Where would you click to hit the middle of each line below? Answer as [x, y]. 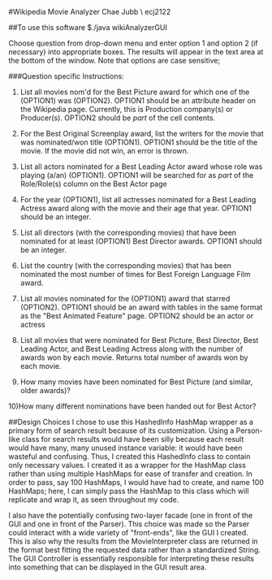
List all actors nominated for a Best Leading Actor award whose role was [141, 167]
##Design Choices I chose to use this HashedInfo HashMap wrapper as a [131, 422]
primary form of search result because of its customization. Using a [121, 431]
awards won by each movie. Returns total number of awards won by [134, 357]
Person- [250, 431]
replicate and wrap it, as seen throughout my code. [94, 500]
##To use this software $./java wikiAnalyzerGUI [88, 27]
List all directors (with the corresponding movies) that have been [128, 232]
